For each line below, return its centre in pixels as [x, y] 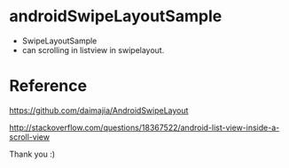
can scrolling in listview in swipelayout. [93, 50]
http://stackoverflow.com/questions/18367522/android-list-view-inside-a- [144, 127]
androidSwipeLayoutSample [116, 16]
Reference [48, 86]
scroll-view [30, 137]
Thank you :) [32, 154]
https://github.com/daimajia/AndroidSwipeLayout [99, 110]
